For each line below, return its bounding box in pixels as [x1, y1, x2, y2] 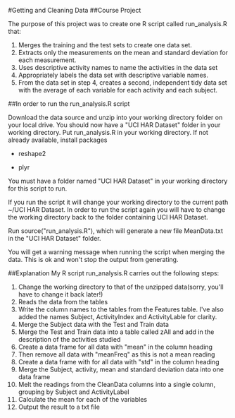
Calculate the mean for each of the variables [18, 395, 147, 403]
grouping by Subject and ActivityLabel [18, 388, 129, 396]
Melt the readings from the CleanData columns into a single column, [18, 381, 216, 388]
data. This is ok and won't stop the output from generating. [8, 256, 179, 263]
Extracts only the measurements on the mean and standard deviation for [18, 49, 228, 56]
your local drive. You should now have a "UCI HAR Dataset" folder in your [8, 121, 221, 129]
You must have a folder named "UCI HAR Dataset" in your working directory [8, 177, 228, 185]
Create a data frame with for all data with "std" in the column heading [18, 358, 220, 366]
